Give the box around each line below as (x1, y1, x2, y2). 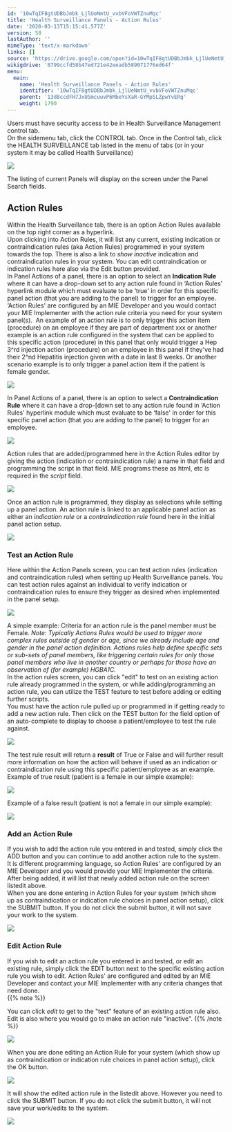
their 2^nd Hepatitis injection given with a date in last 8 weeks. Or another (7, 352, 217, 361)
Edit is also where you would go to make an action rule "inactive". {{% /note (7, 1014, 222, 1023)
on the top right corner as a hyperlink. (7, 227, 115, 236)
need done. (7, 986, 40, 994)
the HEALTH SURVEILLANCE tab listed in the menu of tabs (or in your (7, 141, 204, 149)
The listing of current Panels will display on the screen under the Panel (7, 174, 209, 183)
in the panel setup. (7, 595, 60, 603)
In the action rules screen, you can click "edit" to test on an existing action (7, 672, 219, 681)
